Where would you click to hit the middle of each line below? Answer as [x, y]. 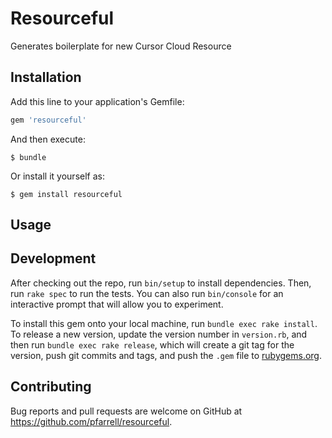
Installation [46, 77]
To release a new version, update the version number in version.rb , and [159, 334]
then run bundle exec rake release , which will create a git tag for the [152, 344]
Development [53, 258]
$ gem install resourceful [66, 194]
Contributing [51, 387]
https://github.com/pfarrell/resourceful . [91, 421]
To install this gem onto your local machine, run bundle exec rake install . [164, 323]
